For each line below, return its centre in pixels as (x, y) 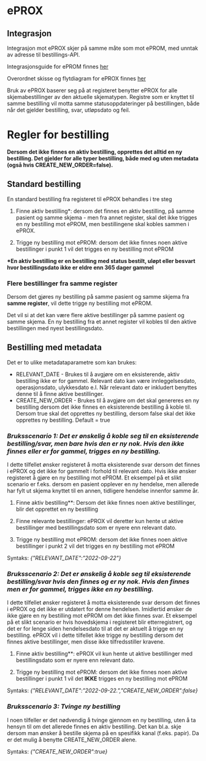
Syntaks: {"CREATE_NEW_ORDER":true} (57, 751)
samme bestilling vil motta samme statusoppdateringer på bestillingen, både (103, 103)
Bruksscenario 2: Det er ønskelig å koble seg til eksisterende (99, 574)
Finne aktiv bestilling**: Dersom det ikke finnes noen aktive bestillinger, (106, 503)
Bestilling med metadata (54, 348)
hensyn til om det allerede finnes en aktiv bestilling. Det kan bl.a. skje (94, 727)
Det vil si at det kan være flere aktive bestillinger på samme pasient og (96, 315)
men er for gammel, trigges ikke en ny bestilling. (80, 589)
